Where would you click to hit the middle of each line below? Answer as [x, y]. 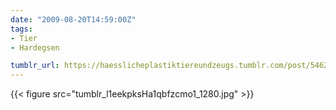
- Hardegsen [35, 47]
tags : [21, 29]
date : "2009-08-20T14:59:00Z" [73, 19]
